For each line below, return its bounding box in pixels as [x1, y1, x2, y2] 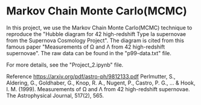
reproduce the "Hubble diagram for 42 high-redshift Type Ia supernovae [6, 30, 186, 37]
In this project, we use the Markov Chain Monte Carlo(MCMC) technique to [6, 24, 193, 31]
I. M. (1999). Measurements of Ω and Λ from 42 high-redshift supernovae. [6, 85, 190, 92]
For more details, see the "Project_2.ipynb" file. [6, 61, 124, 68]
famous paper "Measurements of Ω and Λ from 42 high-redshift [6, 43, 165, 50]
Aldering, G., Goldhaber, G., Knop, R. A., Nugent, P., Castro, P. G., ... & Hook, [6, 79, 196, 86]
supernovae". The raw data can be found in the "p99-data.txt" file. [6, 49, 172, 56]
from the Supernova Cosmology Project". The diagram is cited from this [6, 37, 184, 44]
